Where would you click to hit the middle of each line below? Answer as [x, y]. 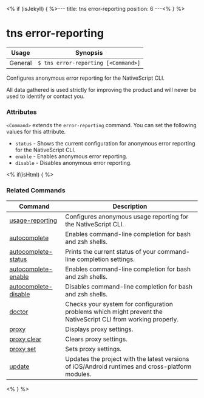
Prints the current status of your [110, 251]
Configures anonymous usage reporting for [127, 217]
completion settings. [106, 259]
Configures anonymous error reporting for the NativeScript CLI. [86, 78]
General [21, 63]
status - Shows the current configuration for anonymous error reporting [105, 144]
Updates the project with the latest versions [127, 358]
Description [130, 206]
